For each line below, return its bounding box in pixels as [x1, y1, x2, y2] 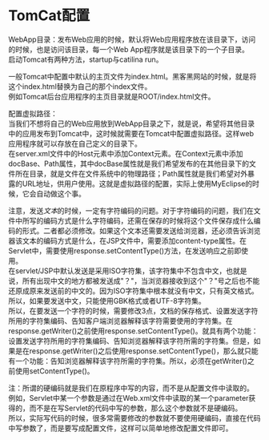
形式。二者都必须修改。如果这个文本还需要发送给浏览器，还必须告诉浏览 [22, 225, 261, 236]
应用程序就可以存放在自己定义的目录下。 [8, 139, 142, 148]
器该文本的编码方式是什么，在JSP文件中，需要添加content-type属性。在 [8, 236, 247, 245]
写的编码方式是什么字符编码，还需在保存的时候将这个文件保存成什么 [29, 216, 254, 225]
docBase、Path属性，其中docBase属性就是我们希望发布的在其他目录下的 [8, 159, 250, 168]
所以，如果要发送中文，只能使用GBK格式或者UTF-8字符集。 [8, 296, 206, 305]
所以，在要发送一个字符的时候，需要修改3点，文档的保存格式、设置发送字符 [8, 305, 259, 316]
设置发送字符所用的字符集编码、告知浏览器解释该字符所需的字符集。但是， [8, 336, 254, 345]
